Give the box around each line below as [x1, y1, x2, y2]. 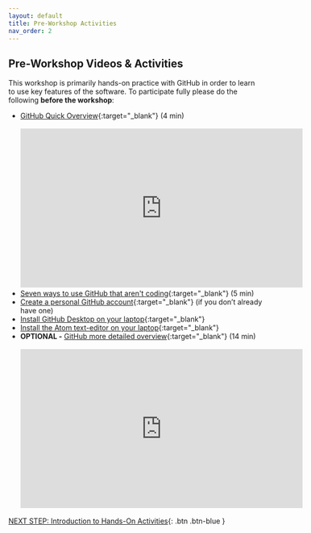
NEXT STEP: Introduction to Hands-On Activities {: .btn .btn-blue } [8, 516, 226, 526]
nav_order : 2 [8, 27, 52, 35]
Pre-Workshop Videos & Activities [8, 57, 184, 70]
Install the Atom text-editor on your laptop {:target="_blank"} [19, 323, 220, 333]
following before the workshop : [8, 95, 114, 105]
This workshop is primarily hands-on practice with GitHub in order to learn [8, 78, 255, 88]
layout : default [8, 11, 63, 20]
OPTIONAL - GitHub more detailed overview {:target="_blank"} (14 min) [19, 332, 256, 342]
